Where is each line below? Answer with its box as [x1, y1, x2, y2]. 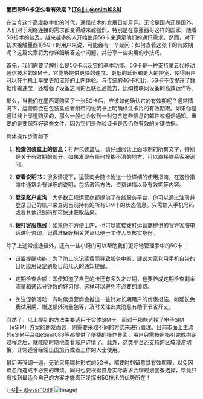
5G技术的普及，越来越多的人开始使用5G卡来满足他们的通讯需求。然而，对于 [6, 34, 195, 41]
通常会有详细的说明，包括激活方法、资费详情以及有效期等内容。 [25, 181, 185, 188]
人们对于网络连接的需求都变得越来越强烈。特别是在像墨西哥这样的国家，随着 [6, 27, 197, 33]
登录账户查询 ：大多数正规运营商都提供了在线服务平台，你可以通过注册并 [14, 194, 195, 201]
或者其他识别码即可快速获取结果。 [14, 209, 100, 216]
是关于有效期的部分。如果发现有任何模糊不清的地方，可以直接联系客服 [14, 153, 190, 160]
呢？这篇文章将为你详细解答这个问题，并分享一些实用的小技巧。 [6, 49, 165, 56]
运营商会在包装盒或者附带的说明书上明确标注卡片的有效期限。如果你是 [22, 105, 197, 112]
